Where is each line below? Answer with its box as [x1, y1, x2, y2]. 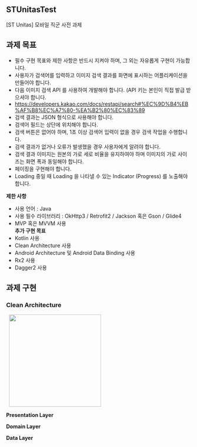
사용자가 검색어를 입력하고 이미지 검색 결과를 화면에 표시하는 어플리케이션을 [14, 71, 188, 78]
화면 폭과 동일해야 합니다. [25, 157, 84, 165]
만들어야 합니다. [14, 79, 51, 86]
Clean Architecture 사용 [14, 242, 72, 249]
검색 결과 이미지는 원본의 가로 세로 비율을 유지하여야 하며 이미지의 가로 [14, 150, 176, 157]
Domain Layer [6, 423, 41, 430]
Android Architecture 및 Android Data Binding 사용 [14, 249, 136, 256]
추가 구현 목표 [14, 227, 46, 234]
